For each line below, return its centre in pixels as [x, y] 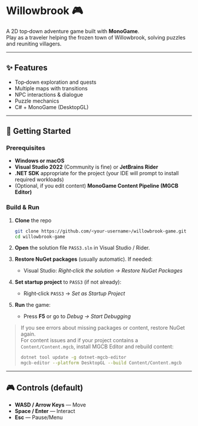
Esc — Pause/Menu [39, 417]
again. [28, 334]
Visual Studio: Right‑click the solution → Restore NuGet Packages [103, 271]
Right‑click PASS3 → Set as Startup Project [74, 294]
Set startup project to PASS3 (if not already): [68, 282]
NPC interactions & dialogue [49, 94]
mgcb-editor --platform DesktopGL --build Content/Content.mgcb [101, 363]
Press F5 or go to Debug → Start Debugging [77, 316]
